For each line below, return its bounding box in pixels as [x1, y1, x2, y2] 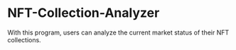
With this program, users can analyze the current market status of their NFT [7, 28, 230, 37]
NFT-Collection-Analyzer [7, 5, 160, 21]
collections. [7, 35, 41, 44]
